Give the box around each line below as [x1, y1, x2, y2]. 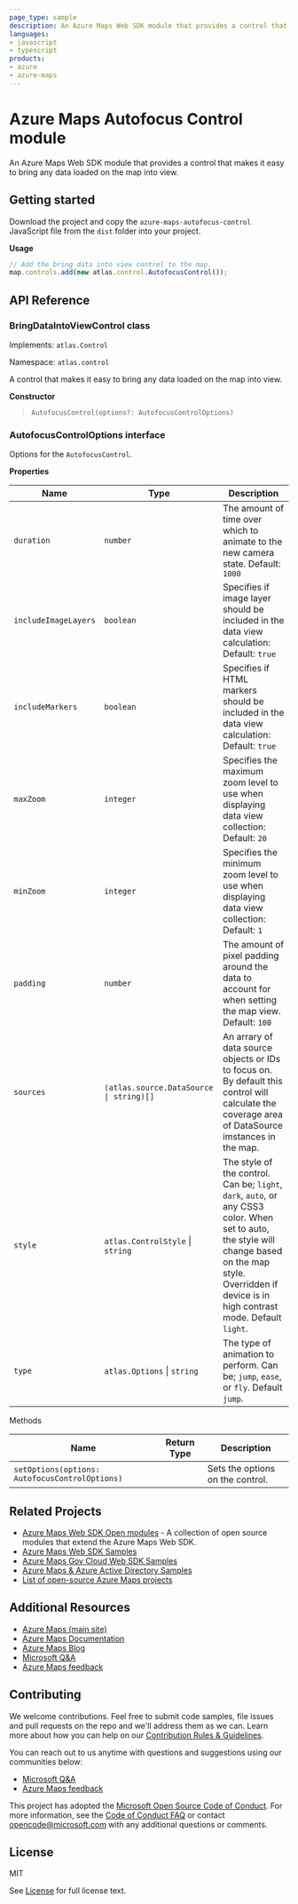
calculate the [223, 1098, 277, 1110]
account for [223, 983, 271, 996]
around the [223, 961, 269, 973]
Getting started [9, 193, 96, 208]
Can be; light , [223, 1178, 283, 1191]
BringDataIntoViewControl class [9, 319, 151, 331]
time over [223, 513, 263, 526]
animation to [223, 1348, 275, 1361]
